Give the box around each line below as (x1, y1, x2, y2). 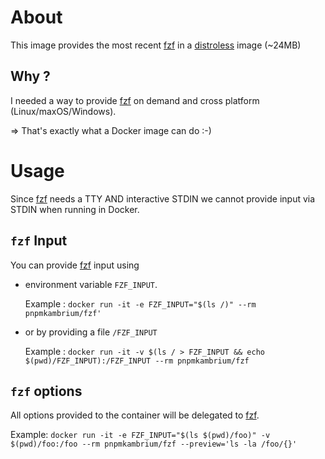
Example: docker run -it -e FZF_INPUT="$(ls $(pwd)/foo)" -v (10, 429, 271, 441)
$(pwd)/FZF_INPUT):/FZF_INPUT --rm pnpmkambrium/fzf (24, 356, 250, 366)
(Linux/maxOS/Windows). (10, 105, 117, 117)
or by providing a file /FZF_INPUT (24, 326, 158, 338)
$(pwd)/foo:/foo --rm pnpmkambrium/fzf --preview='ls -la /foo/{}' (10, 439, 298, 450)
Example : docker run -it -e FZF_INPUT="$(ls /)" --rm (24, 297, 257, 310)
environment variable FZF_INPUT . (24, 278, 158, 290)
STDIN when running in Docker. (10, 203, 140, 215)
